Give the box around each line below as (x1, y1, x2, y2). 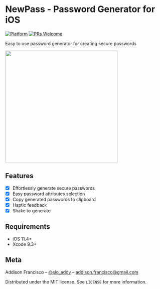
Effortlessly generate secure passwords (12, 185, 95, 191)
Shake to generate (12, 208, 51, 214)
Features (5, 172, 34, 180)
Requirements (5, 222, 50, 231)
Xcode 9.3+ (12, 241, 37, 247)
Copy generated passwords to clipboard (12, 196, 96, 202)
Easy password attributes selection (12, 191, 85, 197)
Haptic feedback (12, 202, 47, 208)
